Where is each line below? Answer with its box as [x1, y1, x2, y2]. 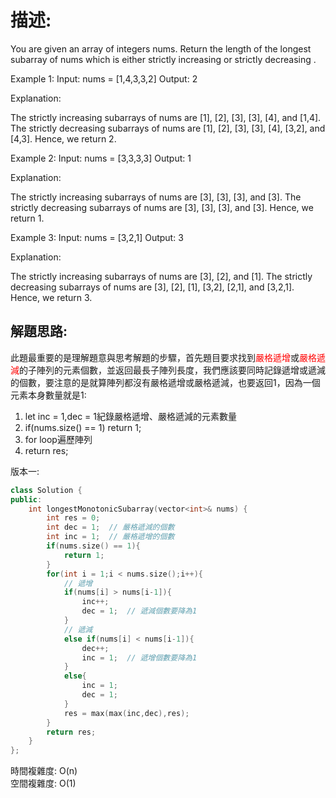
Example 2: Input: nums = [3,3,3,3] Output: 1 [10, 152, 192, 164]
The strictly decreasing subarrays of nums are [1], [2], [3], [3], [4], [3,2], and [10, 122, 326, 134]
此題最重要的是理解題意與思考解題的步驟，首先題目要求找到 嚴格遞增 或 [10, 351, 300, 363]
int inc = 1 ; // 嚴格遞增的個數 [46, 532, 175, 542]
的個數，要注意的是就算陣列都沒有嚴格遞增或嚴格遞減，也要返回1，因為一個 [10, 376, 321, 388]
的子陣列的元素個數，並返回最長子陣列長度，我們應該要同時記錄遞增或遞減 [19, 364, 326, 376]
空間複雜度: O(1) [10, 777, 77, 790]
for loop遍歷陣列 [24, 433, 93, 445]
